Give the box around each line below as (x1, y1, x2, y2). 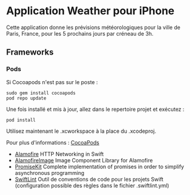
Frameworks (6, 47, 54, 57)
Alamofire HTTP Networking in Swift (14, 150, 104, 158)
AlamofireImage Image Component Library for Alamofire (14, 156, 153, 164)
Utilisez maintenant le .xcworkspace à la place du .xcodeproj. (6, 127, 157, 135)
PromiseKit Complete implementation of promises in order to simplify (14, 163, 185, 170)
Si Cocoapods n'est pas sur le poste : (6, 78, 98, 85)
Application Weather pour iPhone (6, 4, 175, 18)
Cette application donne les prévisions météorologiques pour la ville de (6, 24, 180, 31)
